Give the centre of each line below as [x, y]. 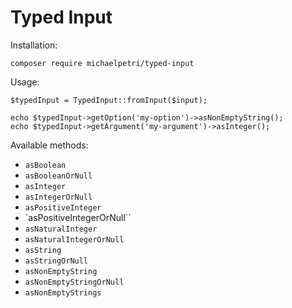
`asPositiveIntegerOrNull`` [78, 217]
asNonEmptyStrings [63, 292]
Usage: [25, 82]
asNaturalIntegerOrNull [74, 239]
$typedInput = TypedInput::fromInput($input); [109, 100]
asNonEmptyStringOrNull [74, 282]
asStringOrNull [56, 261]
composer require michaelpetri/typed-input [102, 63]
